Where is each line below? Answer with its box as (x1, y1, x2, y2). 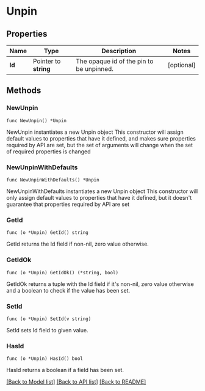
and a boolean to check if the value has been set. (6, 287, 131, 294)
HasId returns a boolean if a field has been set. (6, 367, 124, 374)
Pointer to (32, 57, 61, 65)
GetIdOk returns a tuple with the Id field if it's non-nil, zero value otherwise (6, 280, 194, 288)
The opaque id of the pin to (76, 57, 154, 65)
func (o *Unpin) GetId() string (6, 230, 88, 236)
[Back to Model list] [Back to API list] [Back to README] (6, 378, 146, 386)
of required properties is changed (6, 148, 91, 155)
